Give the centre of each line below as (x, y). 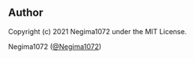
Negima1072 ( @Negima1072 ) (55, 47)
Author (26, 13)
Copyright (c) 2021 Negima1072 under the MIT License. (97, 31)
